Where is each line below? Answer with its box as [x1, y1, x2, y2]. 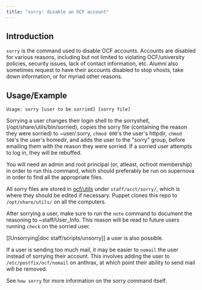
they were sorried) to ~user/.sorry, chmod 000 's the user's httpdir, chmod [6, 130, 182, 137]
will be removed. [6, 265, 48, 272]
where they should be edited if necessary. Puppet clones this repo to [6, 192, 178, 199]
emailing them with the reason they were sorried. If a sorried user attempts [6, 143, 192, 150]
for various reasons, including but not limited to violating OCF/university [6, 54, 185, 61]
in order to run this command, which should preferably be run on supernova [6, 167, 195, 175]
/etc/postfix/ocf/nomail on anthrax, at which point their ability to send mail [6, 259, 195, 266]
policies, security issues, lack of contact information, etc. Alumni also [6, 60, 178, 67]
